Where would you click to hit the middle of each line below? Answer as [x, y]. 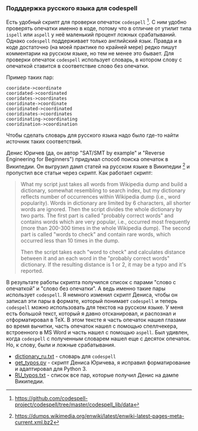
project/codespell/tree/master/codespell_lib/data [74, 404]
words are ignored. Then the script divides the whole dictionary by [101, 209]
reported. [32, 271]
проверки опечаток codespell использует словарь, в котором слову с [94, 60]
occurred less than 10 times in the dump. [70, 241]
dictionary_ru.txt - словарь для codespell [65, 356]
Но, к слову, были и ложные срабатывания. [61, 345]
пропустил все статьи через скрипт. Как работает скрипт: [80, 173]
